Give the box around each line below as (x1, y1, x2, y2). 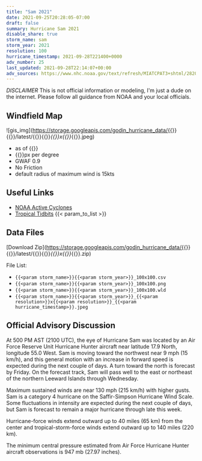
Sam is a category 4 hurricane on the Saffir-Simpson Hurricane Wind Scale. (6, 392, 194, 400)
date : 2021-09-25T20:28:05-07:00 (6, 14, 90, 20)
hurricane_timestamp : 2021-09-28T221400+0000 (6, 54, 122, 60)
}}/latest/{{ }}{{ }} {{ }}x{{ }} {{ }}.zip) (10, 250, 91, 257)
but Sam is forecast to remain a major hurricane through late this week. (6, 406, 182, 413)
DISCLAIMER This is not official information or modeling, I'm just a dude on (6, 87, 191, 94)
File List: (6, 261, 27, 268)
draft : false (6, 20, 39, 26)
